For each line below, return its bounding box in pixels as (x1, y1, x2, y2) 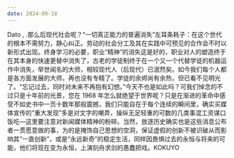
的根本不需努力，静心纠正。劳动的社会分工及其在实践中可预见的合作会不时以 (7, 39, 227, 47)
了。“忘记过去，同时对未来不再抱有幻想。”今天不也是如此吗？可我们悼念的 (7, 82, 217, 90)
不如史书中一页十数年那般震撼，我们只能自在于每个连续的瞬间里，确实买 (13, 100, 221, 108)
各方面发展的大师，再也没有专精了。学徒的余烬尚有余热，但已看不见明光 (13, 74, 221, 82)
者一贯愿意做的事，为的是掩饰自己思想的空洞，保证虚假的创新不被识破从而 (7, 126, 221, 134)
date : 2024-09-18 (7, 10, 58, 17)
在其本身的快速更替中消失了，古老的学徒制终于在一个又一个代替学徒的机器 (7, 56, 221, 65)
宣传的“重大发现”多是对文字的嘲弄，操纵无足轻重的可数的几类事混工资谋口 (13, 109, 226, 117)
